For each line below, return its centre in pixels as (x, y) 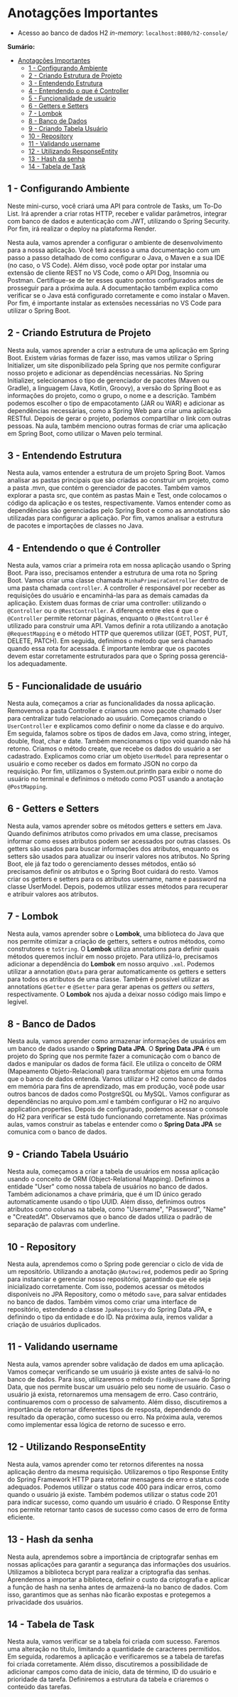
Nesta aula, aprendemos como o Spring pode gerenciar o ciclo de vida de (115, 1264)
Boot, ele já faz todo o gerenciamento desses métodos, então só (102, 864)
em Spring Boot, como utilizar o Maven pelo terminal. (85, 433)
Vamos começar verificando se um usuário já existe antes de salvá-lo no (114, 1372)
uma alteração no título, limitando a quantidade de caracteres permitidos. (115, 1649)
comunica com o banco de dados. (58, 1132)
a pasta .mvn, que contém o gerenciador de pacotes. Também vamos (109, 488)
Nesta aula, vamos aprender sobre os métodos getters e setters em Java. (115, 826)
